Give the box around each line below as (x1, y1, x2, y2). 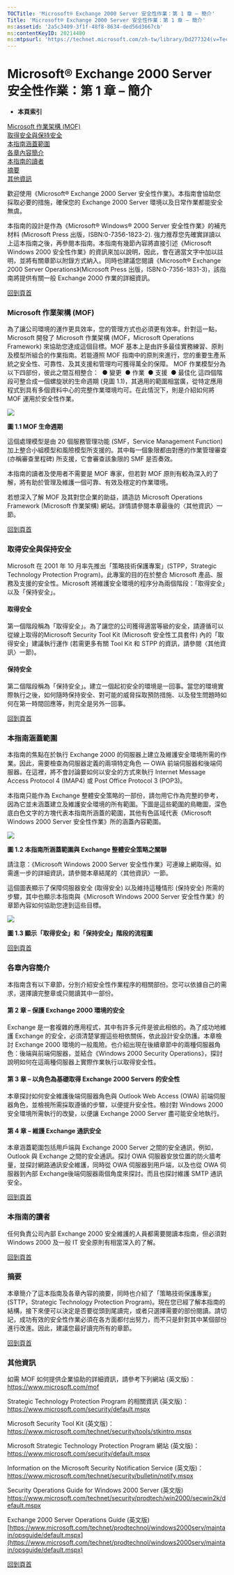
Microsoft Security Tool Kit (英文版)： (7, 1420, 115, 1428)
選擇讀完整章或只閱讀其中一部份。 (19, 989, 117, 997)
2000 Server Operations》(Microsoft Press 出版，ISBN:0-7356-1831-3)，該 (7, 266, 220, 274)
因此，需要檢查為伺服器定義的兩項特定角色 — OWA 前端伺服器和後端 (19, 759, 217, 767)
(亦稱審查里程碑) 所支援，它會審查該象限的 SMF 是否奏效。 (7, 454, 176, 463)
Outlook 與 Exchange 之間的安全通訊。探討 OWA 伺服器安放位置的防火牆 (7, 1152, 216, 1160)
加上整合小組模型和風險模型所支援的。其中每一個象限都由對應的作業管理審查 (7, 446, 227, 454)
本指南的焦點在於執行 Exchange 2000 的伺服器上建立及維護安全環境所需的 (7, 751, 221, 759)
